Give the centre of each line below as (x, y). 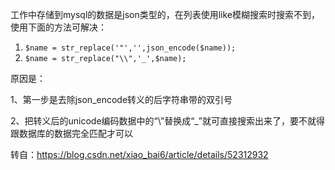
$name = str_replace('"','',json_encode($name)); (130, 48)
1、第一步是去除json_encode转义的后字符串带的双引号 (121, 99)
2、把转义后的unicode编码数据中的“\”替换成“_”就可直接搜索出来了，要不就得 (167, 121)
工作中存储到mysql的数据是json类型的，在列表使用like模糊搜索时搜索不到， (165, 14)
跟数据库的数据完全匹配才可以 (71, 133)
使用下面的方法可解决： (58, 27)
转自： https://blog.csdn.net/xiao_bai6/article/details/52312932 (139, 154)
